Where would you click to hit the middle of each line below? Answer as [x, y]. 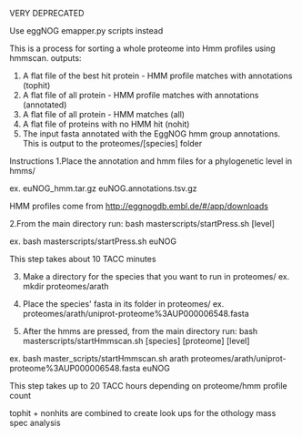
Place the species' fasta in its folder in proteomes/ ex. [123, 304]
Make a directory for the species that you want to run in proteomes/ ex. [156, 276]
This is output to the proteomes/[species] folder [112, 143]
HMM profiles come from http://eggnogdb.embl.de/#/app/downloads [139, 206]
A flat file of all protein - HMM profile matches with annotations [141, 95]
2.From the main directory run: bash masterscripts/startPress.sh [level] [142, 224]
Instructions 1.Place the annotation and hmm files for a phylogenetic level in [151, 161]
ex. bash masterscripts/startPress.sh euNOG [93, 241]
